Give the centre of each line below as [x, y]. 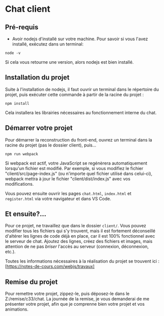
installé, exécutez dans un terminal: [48, 44]
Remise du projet [31, 282]
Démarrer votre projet [39, 128]
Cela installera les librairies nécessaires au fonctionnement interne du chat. [81, 112]
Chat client [28, 9]
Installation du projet [37, 78]
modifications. [20, 184]
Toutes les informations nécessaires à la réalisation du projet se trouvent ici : [82, 261]
